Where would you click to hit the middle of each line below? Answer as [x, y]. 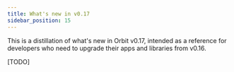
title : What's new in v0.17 [49, 14]
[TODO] [19, 61]
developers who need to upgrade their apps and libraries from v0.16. [107, 48]
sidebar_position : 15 [39, 20]
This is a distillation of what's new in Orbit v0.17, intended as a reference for [117, 40]
